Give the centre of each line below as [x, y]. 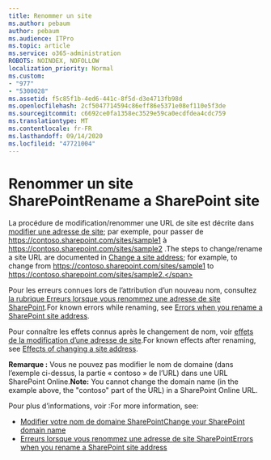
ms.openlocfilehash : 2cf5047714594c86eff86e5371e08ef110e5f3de [117, 106]
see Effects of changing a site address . [74, 349]
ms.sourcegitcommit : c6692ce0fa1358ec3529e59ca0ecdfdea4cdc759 [117, 114]
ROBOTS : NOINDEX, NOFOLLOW [54, 61]
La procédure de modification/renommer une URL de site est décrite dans [131, 223]
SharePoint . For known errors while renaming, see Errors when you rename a [135, 307]
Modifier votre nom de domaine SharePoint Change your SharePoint [132, 422]
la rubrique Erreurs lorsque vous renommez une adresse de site [114, 299]
